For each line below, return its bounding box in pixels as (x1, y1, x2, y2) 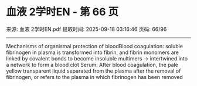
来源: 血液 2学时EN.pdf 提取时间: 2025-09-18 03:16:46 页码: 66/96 (6, 26, 167, 33)
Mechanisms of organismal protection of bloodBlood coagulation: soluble (6, 42, 184, 49)
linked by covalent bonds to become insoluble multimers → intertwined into (6, 55, 188, 62)
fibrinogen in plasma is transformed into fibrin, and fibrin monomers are (6, 49, 179, 56)
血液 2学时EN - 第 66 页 (6, 5, 119, 19)
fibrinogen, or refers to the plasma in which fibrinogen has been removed (6, 73, 183, 80)
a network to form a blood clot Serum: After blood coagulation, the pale (6, 61, 179, 68)
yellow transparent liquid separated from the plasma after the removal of (6, 67, 181, 74)
